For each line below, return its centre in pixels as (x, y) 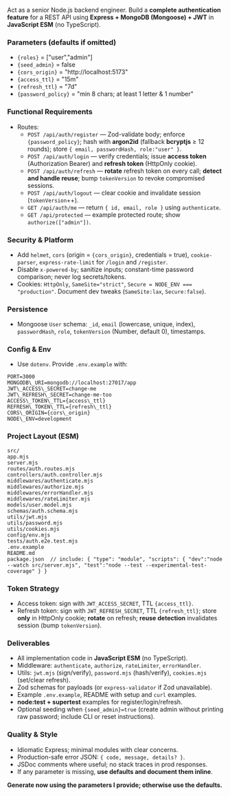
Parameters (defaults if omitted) (62, 42)
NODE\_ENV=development (39, 419)
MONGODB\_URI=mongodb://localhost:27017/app (72, 383)
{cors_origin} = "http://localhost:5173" (72, 72)
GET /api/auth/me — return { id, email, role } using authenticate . (124, 207)
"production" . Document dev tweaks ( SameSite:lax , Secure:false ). (112, 291)
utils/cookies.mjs (33, 529)
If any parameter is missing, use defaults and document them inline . (115, 771)
